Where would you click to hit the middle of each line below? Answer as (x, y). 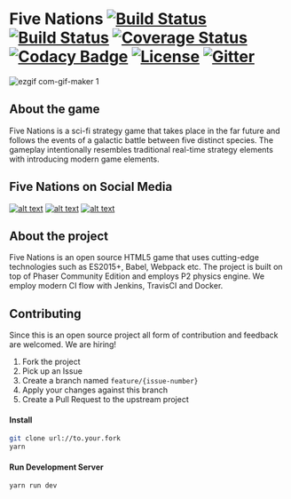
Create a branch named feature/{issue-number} (110, 381)
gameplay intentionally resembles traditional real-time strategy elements (141, 149)
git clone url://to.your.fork (65, 439)
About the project (59, 236)
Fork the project (51, 362)
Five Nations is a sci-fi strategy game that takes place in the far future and (145, 131)
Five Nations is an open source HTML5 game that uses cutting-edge (134, 257)
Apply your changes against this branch (95, 390)
